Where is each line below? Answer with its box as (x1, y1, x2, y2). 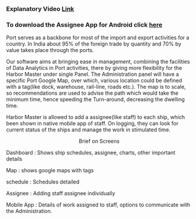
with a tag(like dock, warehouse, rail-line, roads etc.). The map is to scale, (6, 83, 186, 91)
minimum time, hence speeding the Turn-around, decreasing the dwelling (6, 96, 185, 103)
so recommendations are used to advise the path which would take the (6, 89, 179, 96)
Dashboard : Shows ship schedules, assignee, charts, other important (6, 149, 176, 156)
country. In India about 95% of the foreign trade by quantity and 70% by (6, 40, 182, 47)
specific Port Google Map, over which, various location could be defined (6, 77, 182, 84)
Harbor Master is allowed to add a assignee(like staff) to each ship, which (6, 114, 185, 121)
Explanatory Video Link (6, 5, 74, 13)
